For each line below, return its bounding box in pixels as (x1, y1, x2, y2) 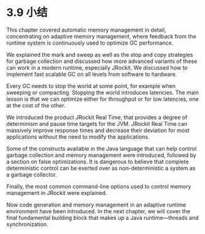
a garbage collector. (6, 170, 57, 178)
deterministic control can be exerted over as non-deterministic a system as (6, 164, 196, 172)
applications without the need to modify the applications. (6, 133, 150, 141)
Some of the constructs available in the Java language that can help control (6, 145, 197, 152)
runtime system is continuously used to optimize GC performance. (6, 39, 174, 46)
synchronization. (6, 221, 49, 228)
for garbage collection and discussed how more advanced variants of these (6, 57, 198, 65)
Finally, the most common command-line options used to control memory (6, 183, 192, 190)
